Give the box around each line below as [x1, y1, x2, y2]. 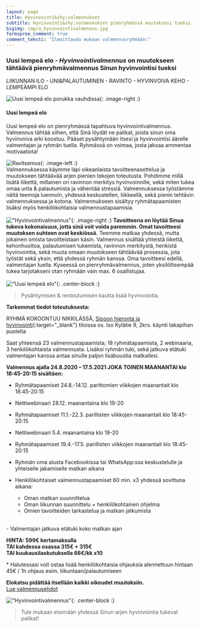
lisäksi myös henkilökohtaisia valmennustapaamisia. [6, 204, 134, 211]
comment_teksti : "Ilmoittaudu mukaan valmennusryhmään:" [6, 36, 151, 42]
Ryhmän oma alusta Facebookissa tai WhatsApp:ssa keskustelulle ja [14, 458, 183, 465]
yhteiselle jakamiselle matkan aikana [14, 465, 104, 472]
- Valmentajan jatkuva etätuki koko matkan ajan [6, 525, 122, 532]
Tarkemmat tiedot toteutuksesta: [6, 303, 90, 310]
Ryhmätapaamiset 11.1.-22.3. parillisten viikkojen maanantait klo [14, 411, 170, 418]
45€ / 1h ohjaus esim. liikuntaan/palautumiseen [6, 567, 122, 574]
